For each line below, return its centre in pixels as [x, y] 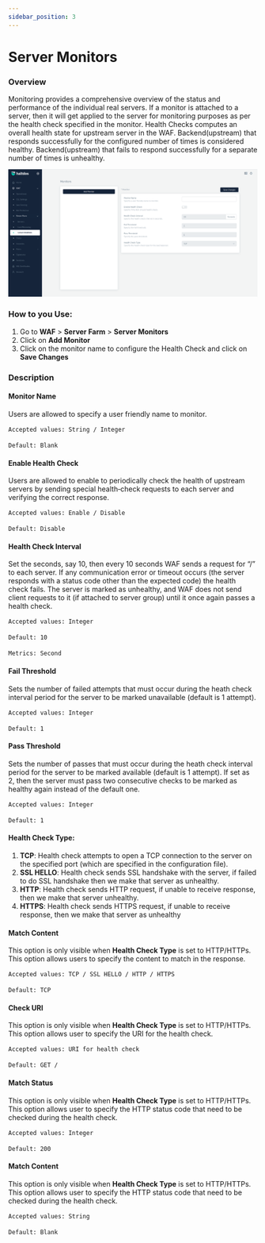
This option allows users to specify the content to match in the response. [127, 959]
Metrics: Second [35, 654]
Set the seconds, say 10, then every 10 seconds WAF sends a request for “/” [132, 564]
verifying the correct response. [59, 498]
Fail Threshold [32, 671]
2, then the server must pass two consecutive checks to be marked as [123, 780]
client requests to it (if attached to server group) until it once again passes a [132, 598]
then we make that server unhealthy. [79, 898]
